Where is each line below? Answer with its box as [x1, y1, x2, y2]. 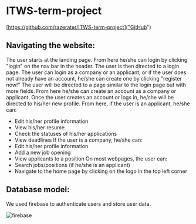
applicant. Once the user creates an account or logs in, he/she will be [6, 93, 174, 101]
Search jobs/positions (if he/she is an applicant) [14, 161, 131, 168]
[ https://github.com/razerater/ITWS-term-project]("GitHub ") [6, 24, 151, 31]
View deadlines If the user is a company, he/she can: [14, 136, 143, 143]
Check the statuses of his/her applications [14, 130, 117, 137]
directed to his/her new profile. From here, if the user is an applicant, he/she [6, 100, 190, 107]
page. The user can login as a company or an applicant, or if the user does [6, 69, 187, 76]
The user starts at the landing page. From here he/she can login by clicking [6, 56, 188, 63]
